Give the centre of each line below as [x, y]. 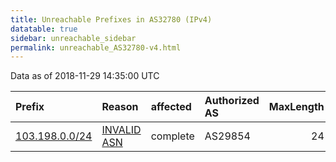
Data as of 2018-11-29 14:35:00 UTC [85, 76]
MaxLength [296, 107]
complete [172, 136]
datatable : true [44, 29]
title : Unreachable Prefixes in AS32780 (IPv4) [111, 19]
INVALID [121, 130]
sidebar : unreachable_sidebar [73, 38]
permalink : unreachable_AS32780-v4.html [96, 47]
